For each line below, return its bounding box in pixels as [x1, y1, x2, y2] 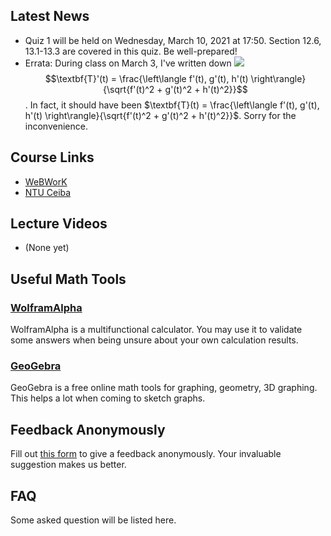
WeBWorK [24, 175, 68, 188]
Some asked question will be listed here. [10, 514, 177, 526]
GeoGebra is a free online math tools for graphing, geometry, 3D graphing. [10, 382, 318, 394]
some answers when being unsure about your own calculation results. [10, 334, 299, 346]
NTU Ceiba [24, 186, 72, 198]
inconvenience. [24, 120, 88, 132]
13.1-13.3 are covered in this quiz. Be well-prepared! [24, 45, 238, 57]
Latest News [10, 8, 90, 25]
